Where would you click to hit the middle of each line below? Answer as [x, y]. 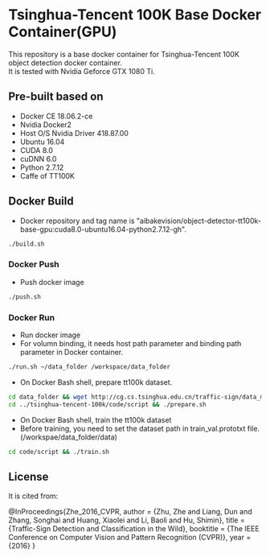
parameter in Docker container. [71, 352]
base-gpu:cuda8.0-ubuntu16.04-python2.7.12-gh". [103, 229]
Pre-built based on [56, 97]
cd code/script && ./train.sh [59, 452]
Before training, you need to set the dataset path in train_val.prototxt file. [139, 428]
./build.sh [27, 244]
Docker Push [34, 265]
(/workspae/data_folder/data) [69, 437]
